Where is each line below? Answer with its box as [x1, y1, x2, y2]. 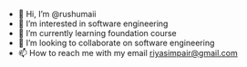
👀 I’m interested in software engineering [17, 18, 169, 29]
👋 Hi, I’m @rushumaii [17, 9, 97, 19]
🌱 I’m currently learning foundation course [17, 28, 178, 38]
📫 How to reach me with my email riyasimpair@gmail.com [17, 48, 239, 58]
